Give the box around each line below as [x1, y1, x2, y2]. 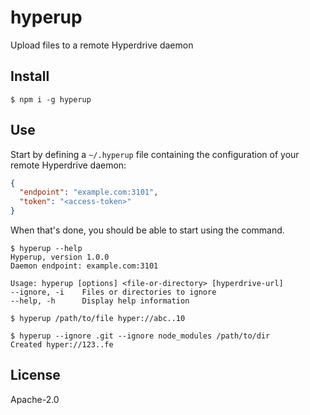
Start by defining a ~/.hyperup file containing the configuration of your [10, 148, 300, 160]
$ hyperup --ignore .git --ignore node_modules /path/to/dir [10, 331, 271, 341]
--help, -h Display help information [10, 296, 190, 306]
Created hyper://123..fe [10, 340, 114, 350]
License [10, 367, 61, 384]
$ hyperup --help [10, 244, 83, 254]
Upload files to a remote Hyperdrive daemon [10, 39, 194, 51]
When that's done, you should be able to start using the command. [10, 224, 285, 236]
